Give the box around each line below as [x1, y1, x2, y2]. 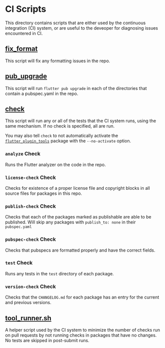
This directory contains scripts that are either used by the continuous [5, 20, 146, 26]
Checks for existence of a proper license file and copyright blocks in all [5, 185, 150, 191]
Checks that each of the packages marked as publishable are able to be [5, 214, 152, 220]
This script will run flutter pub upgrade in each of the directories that [5, 85, 147, 91]
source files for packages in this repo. [5, 190, 82, 196]
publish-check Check [5, 203, 56, 210]
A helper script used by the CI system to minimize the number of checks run [5, 327, 161, 333]
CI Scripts [5, 3, 46, 15]
